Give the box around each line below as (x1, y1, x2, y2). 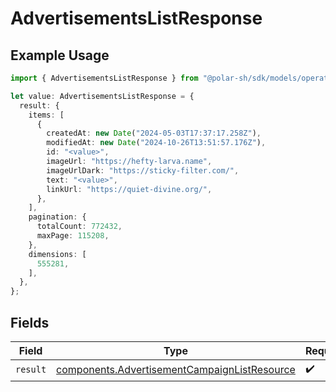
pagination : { (28, 212, 87, 222)
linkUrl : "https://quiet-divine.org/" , (46, 184, 213, 194)
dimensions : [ (28, 249, 87, 259)
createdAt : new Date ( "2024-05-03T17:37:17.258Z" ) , (46, 128, 262, 139)
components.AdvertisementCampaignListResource (56, 363, 296, 377)
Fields (10, 314, 50, 331)
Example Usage (10, 47, 110, 64)
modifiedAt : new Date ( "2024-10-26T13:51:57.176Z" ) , (46, 138, 267, 148)
